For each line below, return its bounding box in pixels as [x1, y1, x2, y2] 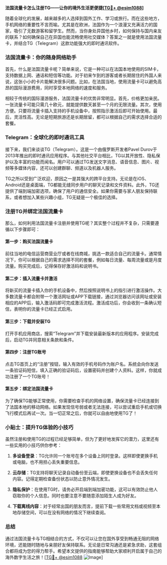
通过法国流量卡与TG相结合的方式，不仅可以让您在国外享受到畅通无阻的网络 [5, 535, 160, 542]
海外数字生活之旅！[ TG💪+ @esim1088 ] [5, 554, 103, 560]
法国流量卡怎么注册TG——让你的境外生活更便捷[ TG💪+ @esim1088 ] [5, 5, 144, 10]
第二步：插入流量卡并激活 [5, 275, 58, 281]
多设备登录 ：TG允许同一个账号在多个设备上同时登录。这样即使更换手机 [12, 453, 158, 459]
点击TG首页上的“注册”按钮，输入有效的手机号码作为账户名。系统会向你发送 [5, 361, 159, 367]
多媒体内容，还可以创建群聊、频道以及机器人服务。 [13, 165, 118, 171]
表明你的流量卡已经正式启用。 [13, 306, 75, 312]
